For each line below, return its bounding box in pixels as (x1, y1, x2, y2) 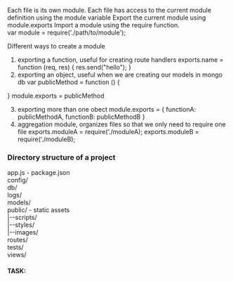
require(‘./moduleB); (17, 135, 76, 143)
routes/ (7, 235, 28, 244)
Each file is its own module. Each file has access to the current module (7, 6, 212, 14)
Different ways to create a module (7, 42, 105, 50)
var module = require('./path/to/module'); (7, 28, 126, 37)
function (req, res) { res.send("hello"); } (17, 63, 132, 71)
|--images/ (7, 228, 39, 237)
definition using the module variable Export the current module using (7, 13, 206, 22)
